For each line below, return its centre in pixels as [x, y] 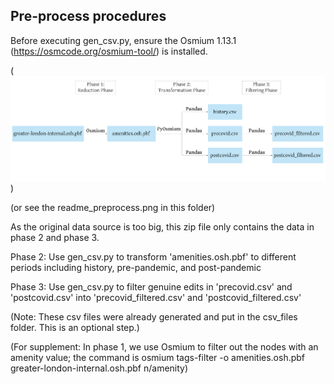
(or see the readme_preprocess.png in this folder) [113, 207]
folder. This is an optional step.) [75, 327]
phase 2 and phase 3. [55, 237]
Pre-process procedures [88, 16]
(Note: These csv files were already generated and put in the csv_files [154, 316]
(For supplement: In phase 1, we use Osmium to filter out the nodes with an [164, 346]
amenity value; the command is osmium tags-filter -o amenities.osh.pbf [158, 357]
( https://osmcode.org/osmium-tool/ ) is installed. [109, 51]
